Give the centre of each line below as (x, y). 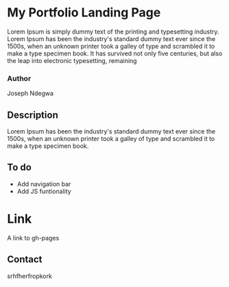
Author (19, 78)
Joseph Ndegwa (30, 93)
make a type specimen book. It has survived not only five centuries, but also (115, 53)
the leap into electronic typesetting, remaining (72, 60)
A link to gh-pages (33, 238)
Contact (25, 259)
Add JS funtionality (44, 191)
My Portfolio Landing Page (84, 13)
